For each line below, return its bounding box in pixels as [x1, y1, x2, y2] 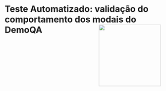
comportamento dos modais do [4, 14, 137, 25]
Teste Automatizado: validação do [4, 3, 149, 15]
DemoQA [4, 25, 43, 35]
